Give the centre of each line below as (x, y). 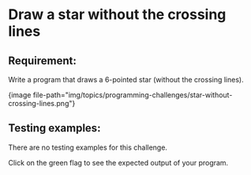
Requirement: (43, 61)
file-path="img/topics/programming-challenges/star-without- (133, 95)
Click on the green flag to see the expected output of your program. (118, 162)
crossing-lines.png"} (42, 103)
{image (20, 95)
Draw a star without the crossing (117, 15)
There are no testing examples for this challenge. (88, 147)
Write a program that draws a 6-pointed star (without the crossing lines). (126, 80)
